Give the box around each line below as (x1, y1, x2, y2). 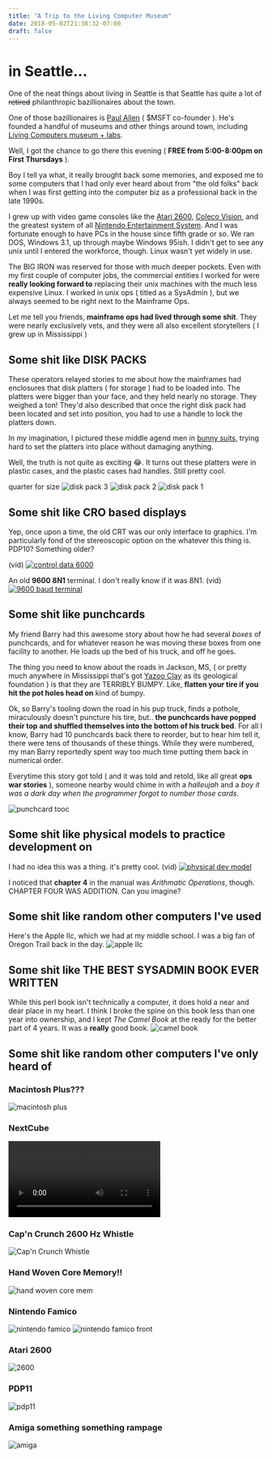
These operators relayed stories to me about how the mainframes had (8, 375, 241, 384)
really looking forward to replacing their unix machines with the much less (8, 279, 257, 289)
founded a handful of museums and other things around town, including (8, 122, 249, 131)
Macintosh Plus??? (8, 1083, 85, 1095)
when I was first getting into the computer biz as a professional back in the (8, 187, 257, 197)
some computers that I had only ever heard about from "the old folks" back (8, 179, 259, 189)
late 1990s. (8, 196, 45, 206)
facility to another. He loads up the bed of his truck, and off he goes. (8, 646, 236, 656)
